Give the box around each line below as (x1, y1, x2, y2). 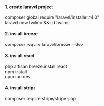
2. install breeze (5, 30, 38, 36)
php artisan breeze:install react (5, 63, 67, 69)
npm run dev (5, 74, 31, 79)
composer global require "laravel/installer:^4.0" (5, 15, 100, 20)
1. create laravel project (5, 4, 53, 10)
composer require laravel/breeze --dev (5, 42, 83, 47)
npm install (5, 68, 27, 75)
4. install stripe (5, 85, 36, 91)
